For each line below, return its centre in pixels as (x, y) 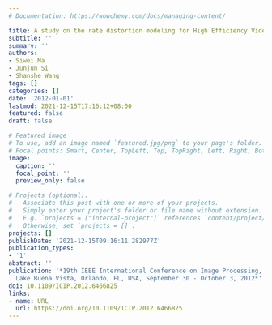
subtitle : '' (30, 38)
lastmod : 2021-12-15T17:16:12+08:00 (70, 106)
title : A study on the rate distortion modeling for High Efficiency (128, 30)
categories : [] (34, 91)
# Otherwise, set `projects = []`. (72, 225)
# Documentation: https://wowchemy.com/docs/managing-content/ (117, 16)
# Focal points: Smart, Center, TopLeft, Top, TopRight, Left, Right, (130, 151)
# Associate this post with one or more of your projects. (114, 203)
